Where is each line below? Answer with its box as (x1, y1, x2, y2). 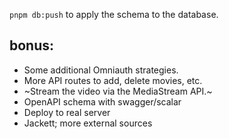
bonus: (9, 37, 55, 54)
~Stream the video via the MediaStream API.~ (23, 85, 213, 97)
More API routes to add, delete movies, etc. (23, 74, 203, 86)
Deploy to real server (23, 106, 111, 118)
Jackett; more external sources (23, 117, 153, 129)
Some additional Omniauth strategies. (23, 64, 179, 76)
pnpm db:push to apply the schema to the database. (9, 9, 219, 20)
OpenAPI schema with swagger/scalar (23, 95, 182, 108)
